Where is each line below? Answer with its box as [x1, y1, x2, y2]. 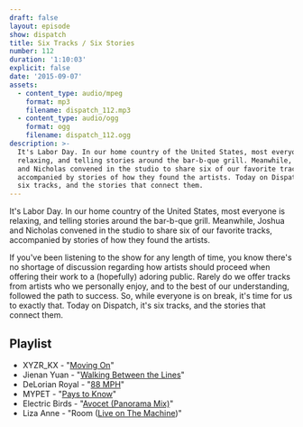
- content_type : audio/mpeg [17, 88, 124, 97]
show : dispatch [9, 30, 67, 39]
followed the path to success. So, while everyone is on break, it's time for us [9, 291, 293, 302]
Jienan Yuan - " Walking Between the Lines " [22, 369, 185, 380]
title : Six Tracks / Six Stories [9, 38, 135, 48]
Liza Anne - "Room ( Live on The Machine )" [22, 407, 182, 418]
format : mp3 [25, 97, 70, 107]
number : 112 [9, 47, 54, 56]
